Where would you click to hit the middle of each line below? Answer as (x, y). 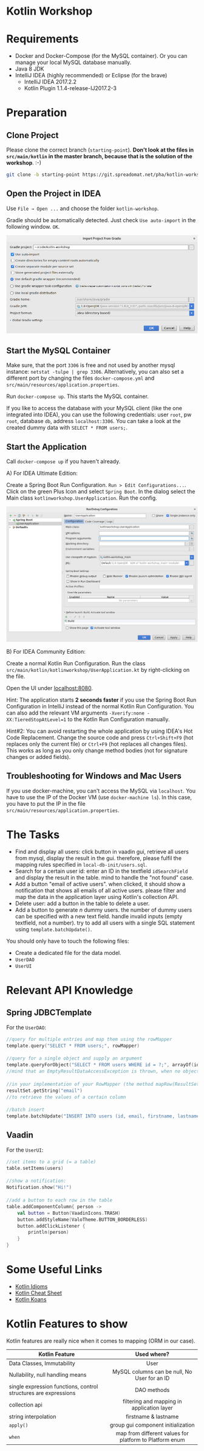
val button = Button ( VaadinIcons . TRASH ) (69, 1213)
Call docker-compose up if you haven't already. (63, 461)
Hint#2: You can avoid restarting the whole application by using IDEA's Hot (100, 731)
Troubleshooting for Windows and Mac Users (94, 776)
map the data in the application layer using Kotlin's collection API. (97, 897)
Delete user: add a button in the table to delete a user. (82, 903)
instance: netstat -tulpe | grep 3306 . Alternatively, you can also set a (95, 372)
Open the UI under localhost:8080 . (49, 688)
